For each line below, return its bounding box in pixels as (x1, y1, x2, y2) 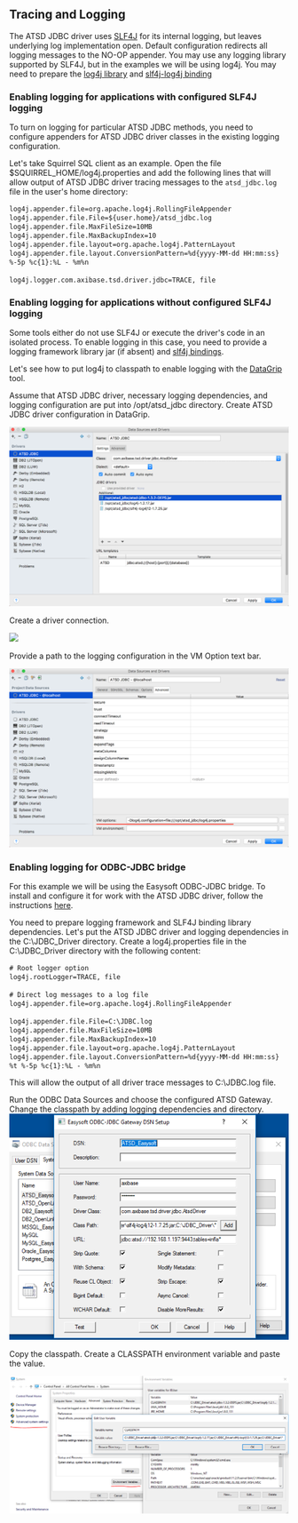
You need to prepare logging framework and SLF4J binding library (9, 917, 252, 928)
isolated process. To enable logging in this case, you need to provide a (9, 337, 268, 347)
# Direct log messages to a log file (9, 991, 149, 1000)
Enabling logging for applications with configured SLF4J (9, 91, 257, 103)
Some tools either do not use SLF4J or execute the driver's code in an (9, 328, 265, 339)
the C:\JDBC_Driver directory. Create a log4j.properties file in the (9, 937, 247, 947)
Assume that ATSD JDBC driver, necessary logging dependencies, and (9, 390, 268, 401)
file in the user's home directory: (9, 187, 129, 197)
